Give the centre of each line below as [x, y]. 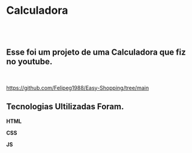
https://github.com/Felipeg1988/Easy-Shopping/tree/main [77, 88]
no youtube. [29, 61]
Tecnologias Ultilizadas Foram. [65, 106]
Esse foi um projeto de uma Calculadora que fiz [96, 52]
